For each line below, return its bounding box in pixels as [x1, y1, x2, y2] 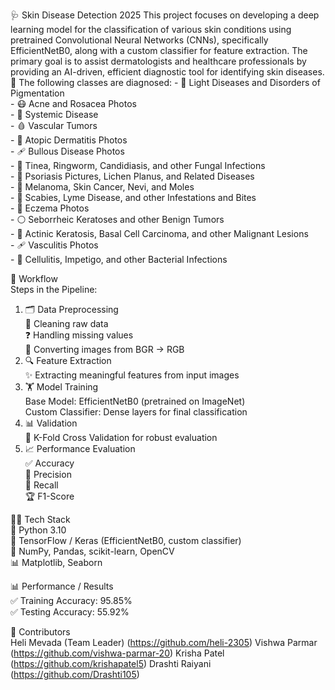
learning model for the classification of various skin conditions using [10, 24, 292, 35]
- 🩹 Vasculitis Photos [10, 239, 99, 251]
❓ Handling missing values [24, 329, 134, 341]
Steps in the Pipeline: [10, 284, 98, 295]
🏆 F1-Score [24, 490, 75, 502]
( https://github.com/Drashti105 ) [10, 669, 140, 680]
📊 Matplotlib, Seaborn [10, 557, 103, 568]
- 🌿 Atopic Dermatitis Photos [10, 134, 128, 146]
